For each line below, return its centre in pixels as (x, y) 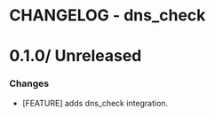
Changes (29, 83)
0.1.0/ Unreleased (76, 56)
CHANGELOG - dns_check (107, 16)
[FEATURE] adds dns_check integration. (95, 103)
